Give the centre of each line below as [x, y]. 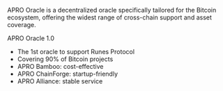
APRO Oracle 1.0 [31, 38]
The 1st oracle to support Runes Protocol [76, 52]
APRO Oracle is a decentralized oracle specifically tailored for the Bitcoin [112, 10]
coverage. [22, 25]
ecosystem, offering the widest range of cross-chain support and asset [110, 17]
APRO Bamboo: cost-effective [60, 66]
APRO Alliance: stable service [60, 81]
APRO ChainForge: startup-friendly [68, 74]
